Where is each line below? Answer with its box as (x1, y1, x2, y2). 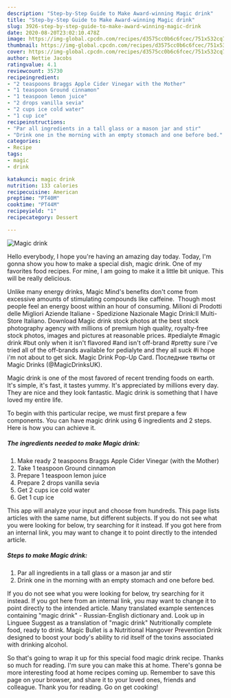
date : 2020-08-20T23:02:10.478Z (7, 29, 100, 36)
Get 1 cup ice (16, 493, 54, 502)
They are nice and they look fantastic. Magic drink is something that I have (7, 388, 218, 396)
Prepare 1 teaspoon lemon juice (16, 471, 107, 480)
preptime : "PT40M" (7, 195, 60, 202)
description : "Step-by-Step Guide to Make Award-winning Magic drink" (7, 10, 214, 17)
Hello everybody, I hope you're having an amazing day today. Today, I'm (7, 252, 212, 260)
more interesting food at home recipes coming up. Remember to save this (7, 668, 215, 677)
